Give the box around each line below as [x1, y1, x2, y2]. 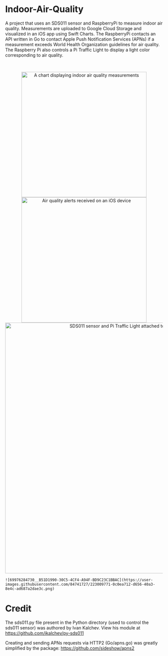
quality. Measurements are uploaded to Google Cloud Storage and [5, 25, 141, 31]
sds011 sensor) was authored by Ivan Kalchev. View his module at [5, 624, 140, 630]
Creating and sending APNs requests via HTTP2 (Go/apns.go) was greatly [5, 639, 158, 645]
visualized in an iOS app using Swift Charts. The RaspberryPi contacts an [5, 31, 156, 37]
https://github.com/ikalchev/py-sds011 [5, 630, 84, 636]
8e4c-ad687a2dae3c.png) [5, 586, 55, 591]
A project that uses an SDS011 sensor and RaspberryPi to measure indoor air [5, 20, 163, 26]
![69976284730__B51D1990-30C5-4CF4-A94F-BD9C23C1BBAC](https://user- [5, 577, 153, 582]
